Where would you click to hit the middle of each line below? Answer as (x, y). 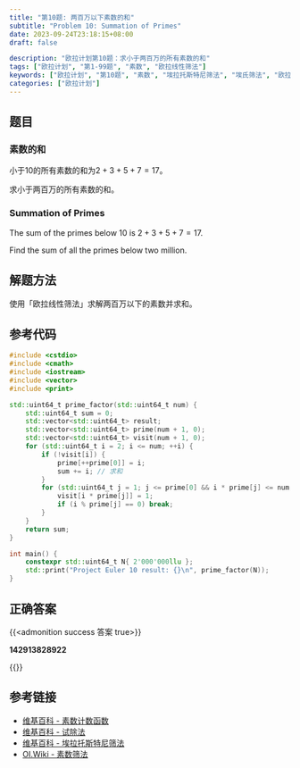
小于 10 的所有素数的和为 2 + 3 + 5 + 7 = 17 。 (88, 171)
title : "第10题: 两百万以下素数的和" (72, 17)
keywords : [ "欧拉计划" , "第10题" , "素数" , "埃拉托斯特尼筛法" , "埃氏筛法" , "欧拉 (150, 75)
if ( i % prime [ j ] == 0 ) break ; (115, 505)
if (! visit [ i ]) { (73, 455)
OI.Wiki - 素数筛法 (55, 754)
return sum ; (47, 529)
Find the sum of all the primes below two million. (98, 250)
